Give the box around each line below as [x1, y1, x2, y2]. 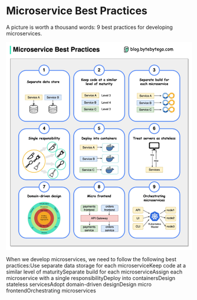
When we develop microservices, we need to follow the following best [6, 256, 177, 263]
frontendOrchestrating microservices [6, 287, 96, 294]
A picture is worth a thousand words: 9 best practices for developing [6, 24, 173, 31]
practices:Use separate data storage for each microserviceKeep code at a [6, 262, 186, 269]
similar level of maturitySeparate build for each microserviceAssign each [6, 268, 183, 275]
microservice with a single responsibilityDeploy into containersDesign [6, 275, 176, 282]
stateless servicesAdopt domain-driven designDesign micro [6, 281, 152, 288]
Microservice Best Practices [6, 4, 147, 18]
